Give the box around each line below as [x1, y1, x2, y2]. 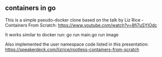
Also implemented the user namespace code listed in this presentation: [5, 41, 149, 47]
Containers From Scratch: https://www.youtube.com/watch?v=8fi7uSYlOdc [5, 22, 157, 28]
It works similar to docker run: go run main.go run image [5, 31, 119, 37]
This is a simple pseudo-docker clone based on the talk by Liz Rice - [5, 17, 144, 23]
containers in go [5, 4, 56, 12]
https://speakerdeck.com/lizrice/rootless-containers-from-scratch [5, 46, 139, 52]
